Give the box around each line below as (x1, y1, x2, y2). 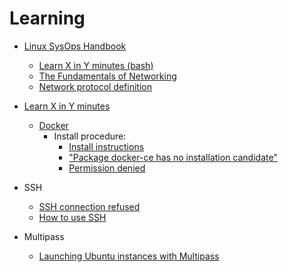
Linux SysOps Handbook (23, 40, 127, 52)
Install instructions (68, 140, 145, 152)
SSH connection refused (38, 200, 141, 212)
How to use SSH (38, 211, 107, 223)
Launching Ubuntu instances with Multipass (38, 250, 220, 262)
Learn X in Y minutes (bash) (38, 59, 154, 71)
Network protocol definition (38, 80, 152, 92)
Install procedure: (53, 130, 127, 142)
